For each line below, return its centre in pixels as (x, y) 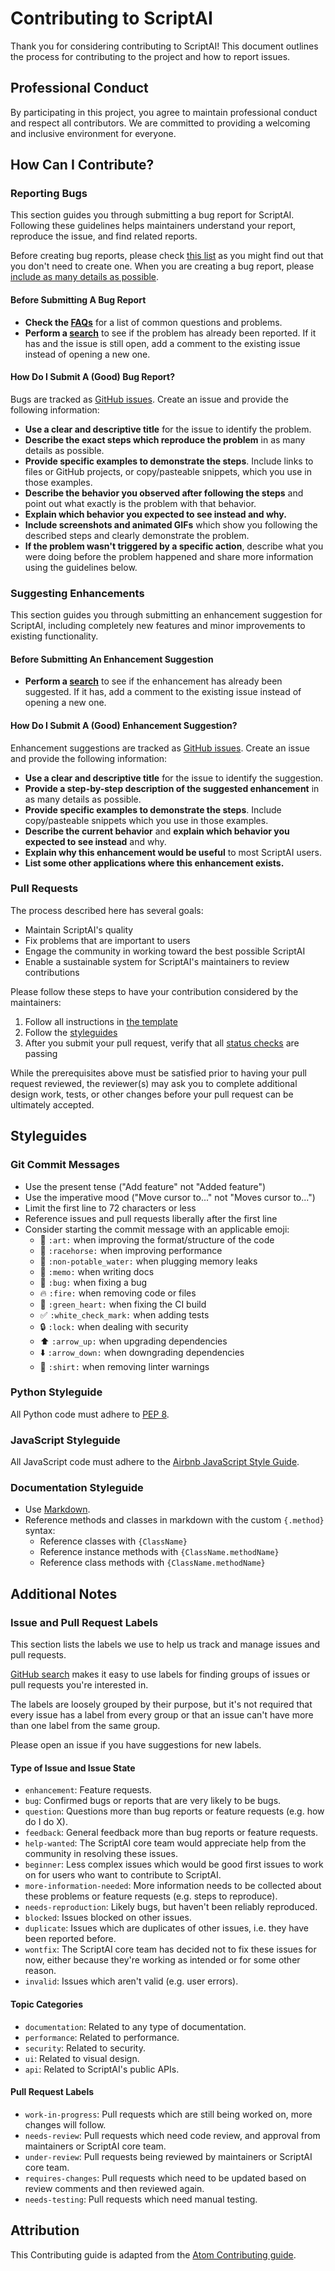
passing (41, 1053)
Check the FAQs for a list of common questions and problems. (153, 322)
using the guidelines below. (81, 567)
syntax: (40, 1531)
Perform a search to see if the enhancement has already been (153, 681)
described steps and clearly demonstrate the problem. (137, 535)
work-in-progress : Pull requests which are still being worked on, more (168, 2114)
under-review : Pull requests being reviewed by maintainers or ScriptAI (168, 2156)
